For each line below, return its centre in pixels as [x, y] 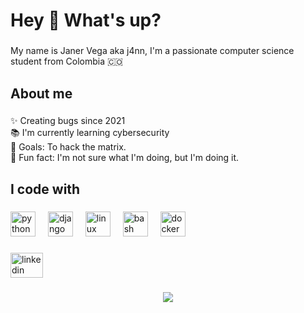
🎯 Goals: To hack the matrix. [68, 147]
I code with [45, 189]
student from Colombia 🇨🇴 [66, 61]
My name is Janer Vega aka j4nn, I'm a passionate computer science [152, 51]
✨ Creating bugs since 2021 [68, 121]
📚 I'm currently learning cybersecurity [90, 133]
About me [41, 93]
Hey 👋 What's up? [86, 20]
